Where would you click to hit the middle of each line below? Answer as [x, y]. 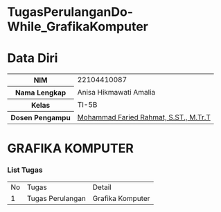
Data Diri [33, 58]
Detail [102, 187]
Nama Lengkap [41, 93]
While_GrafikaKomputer [78, 27]
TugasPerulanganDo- [70, 12]
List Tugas [25, 170]
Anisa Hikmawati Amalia [116, 93]
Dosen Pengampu [41, 118]
